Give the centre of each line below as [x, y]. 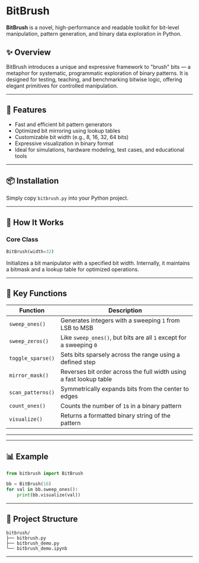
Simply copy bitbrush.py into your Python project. [68, 198]
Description [125, 310]
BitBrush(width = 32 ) [30, 252]
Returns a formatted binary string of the [115, 416]
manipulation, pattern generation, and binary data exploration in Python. [94, 33]
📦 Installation [33, 180]
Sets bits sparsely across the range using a [120, 354]
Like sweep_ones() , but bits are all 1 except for [123, 337]
